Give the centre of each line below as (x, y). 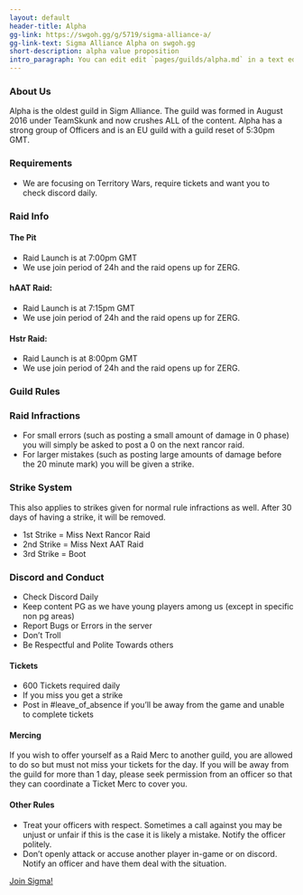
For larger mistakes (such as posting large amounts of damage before (152, 455)
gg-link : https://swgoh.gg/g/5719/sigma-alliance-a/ (110, 34)
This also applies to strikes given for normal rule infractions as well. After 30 (151, 507)
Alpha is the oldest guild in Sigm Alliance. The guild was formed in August (146, 111)
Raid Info (29, 216)
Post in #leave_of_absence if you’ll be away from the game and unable (153, 705)
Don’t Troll (41, 635)
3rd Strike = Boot (54, 553)
